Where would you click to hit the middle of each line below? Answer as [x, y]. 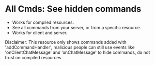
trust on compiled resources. [34, 57]
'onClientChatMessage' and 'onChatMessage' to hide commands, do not [77, 52]
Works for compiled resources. [43, 22]
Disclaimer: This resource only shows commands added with [66, 42]
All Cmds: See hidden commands [73, 9]
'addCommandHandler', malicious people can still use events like [70, 47]
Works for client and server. [40, 32]
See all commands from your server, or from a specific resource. [77, 27]
